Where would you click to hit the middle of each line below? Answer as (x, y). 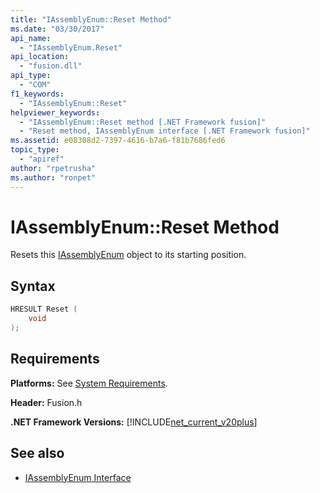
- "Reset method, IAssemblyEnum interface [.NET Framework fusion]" (165, 131)
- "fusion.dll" (51, 66)
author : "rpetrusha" (53, 168)
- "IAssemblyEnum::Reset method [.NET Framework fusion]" (143, 122)
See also (37, 453)
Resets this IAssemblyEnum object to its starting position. (128, 255)
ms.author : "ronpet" (53, 177)
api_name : (31, 38)
